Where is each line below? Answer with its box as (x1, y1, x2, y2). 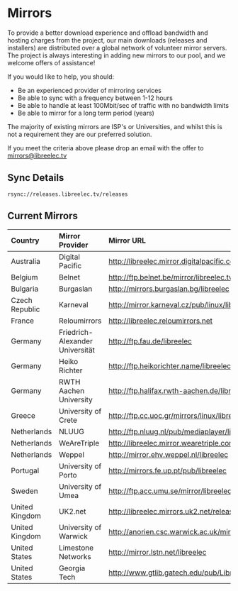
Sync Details (7, 172, 64, 184)
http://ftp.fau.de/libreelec (108, 336, 193, 346)
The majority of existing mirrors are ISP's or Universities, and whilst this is (7, 122, 223, 131)
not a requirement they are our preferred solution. (7, 130, 152, 138)
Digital (59, 252, 80, 262)
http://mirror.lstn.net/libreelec (108, 547, 207, 557)
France (11, 316, 34, 326)
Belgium (11, 272, 38, 282)
